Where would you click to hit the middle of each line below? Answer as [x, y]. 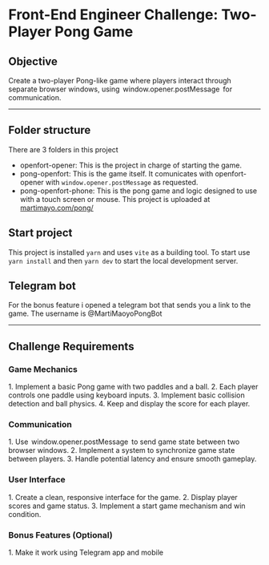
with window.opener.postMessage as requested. [122, 182]
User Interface [37, 480]
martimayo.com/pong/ [56, 208]
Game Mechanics [43, 369]
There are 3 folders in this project [63, 149]
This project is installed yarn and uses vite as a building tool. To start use [129, 252]
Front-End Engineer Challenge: [113, 15]
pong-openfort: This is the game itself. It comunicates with [116, 173]
